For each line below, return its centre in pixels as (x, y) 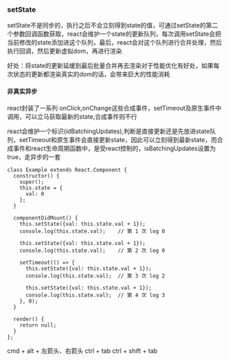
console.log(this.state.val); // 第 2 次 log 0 (92, 251)
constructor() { (36, 176)
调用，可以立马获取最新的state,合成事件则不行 (72, 116)
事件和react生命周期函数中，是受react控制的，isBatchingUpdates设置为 (114, 148)
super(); (32, 182)
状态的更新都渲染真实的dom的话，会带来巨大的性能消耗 (91, 74)
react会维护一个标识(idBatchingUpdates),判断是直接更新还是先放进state (108, 131)
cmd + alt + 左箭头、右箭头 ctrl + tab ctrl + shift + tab (82, 351)
